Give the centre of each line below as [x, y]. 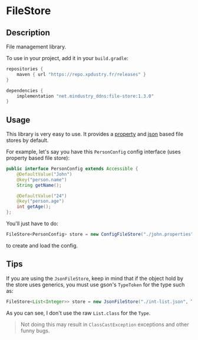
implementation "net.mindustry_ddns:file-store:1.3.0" [85, 96]
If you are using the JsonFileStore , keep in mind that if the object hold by [95, 278]
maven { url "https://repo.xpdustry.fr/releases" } [81, 74]
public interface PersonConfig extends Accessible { [72, 169]
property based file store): [38, 158]
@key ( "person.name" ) [42, 180]
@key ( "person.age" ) [41, 202]
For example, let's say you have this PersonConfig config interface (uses [93, 152]
